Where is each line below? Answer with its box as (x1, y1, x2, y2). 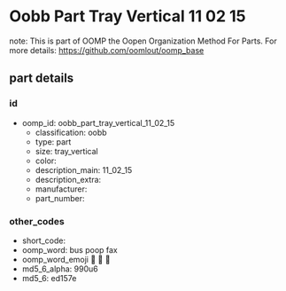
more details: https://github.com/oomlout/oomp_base (9, 44, 205, 55)
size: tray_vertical (35, 145, 99, 156)
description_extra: (35, 174, 102, 185)
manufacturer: (35, 184, 88, 194)
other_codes (9, 215, 65, 227)
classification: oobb (35, 127, 108, 138)
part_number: (35, 193, 85, 203)
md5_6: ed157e (21, 272, 77, 283)
